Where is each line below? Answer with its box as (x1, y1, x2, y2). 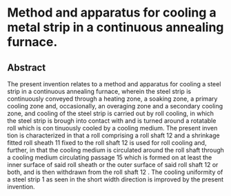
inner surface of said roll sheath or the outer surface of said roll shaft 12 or (7, 161, 219, 168)
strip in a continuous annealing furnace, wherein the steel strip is (7, 88, 192, 95)
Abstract (7, 61, 46, 73)
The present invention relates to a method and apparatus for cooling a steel (7, 80, 221, 88)
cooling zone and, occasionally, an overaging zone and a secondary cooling (7, 102, 223, 110)
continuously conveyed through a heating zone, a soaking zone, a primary (7, 95, 218, 103)
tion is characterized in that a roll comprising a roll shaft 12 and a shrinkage (7, 131, 220, 139)
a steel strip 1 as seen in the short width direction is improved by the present (7, 175, 224, 184)
